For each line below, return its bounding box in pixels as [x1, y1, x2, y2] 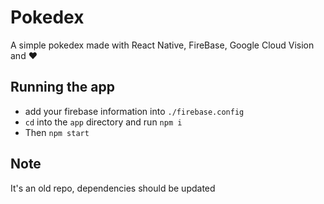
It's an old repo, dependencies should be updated [10, 182, 216, 194]
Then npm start [24, 126, 90, 138]
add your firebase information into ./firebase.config [24, 105, 245, 117]
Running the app [10, 79, 115, 96]
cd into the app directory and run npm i [24, 116, 183, 128]
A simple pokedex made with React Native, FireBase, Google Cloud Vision [10, 39, 315, 51]
